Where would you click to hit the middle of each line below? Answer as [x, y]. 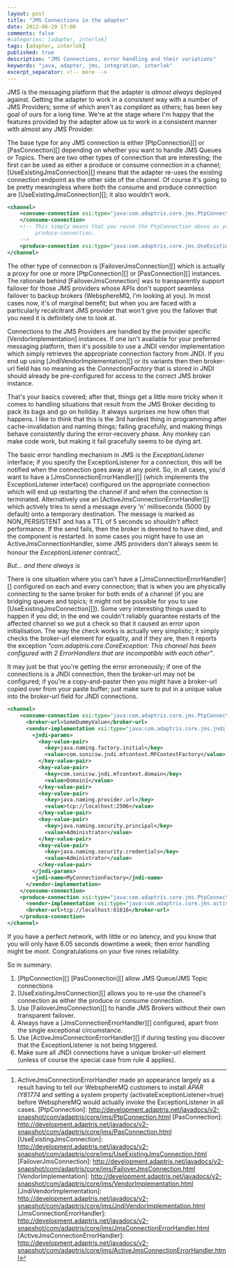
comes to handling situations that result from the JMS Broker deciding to [111, 404]
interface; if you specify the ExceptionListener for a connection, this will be [115, 462]
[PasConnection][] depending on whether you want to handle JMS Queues [114, 150]
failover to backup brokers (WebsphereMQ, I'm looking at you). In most [109, 295]
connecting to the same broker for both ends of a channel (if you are [106, 594]
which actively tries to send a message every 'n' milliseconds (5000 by [109, 506]
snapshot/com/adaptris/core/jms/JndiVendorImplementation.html [111, 1206]
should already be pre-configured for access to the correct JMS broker [109, 376]
